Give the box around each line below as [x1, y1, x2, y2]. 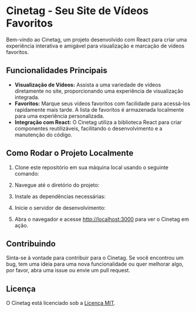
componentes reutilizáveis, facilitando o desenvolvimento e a [14, 125, 163, 132]
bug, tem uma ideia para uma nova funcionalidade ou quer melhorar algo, [6, 260, 184, 268]
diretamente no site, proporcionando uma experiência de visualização [14, 87, 184, 95]
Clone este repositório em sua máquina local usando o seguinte [14, 163, 169, 171]
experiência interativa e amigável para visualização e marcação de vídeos [6, 42, 185, 49]
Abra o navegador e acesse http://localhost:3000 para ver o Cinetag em [14, 216, 190, 223]
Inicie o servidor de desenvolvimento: [14, 204, 106, 211]
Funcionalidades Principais [6, 66, 107, 76]
